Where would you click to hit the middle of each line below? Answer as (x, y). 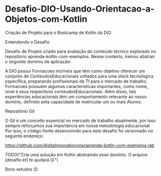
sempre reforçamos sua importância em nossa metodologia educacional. (78, 125)
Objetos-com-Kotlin (46, 19)
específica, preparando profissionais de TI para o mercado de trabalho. (76, 81)
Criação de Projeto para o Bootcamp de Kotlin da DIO (58, 32)
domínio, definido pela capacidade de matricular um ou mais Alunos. (73, 102)
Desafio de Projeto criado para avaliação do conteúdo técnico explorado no (80, 51)
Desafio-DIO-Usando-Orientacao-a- (80, 9)
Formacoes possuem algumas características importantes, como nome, (77, 86)
